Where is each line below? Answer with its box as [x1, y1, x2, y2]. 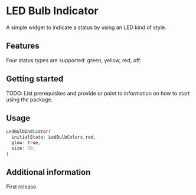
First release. [6, 183, 38, 190]
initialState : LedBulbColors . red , [11, 135, 96, 140]
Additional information [6, 167, 91, 177]
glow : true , [11, 140, 41, 146]
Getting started [6, 74, 64, 84]
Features [6, 41, 40, 51]
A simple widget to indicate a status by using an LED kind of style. [6, 24, 166, 31]
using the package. [6, 96, 53, 103]
